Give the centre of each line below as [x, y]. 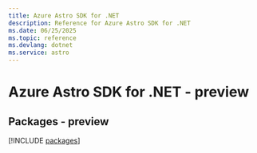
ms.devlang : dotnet [41, 45]
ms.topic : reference [43, 38]
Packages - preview [59, 122]
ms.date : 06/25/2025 [43, 30]
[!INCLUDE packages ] [44, 141]
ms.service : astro [39, 53]
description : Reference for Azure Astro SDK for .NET [100, 23]
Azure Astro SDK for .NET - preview [129, 92]
